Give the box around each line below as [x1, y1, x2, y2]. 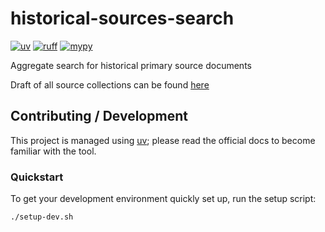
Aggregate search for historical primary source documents [10, 59, 252, 71]
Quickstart [10, 170, 64, 184]
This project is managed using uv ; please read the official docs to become [10, 134, 316, 146]
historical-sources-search [10, 7, 235, 30]
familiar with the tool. [10, 145, 97, 157]
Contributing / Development [10, 108, 188, 125]
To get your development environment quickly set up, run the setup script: [10, 193, 317, 205]
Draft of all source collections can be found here [10, 78, 210, 91]
